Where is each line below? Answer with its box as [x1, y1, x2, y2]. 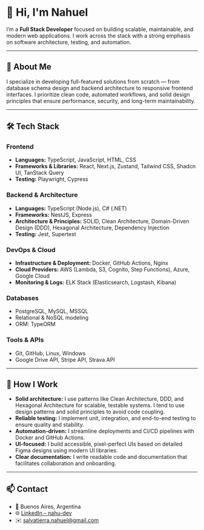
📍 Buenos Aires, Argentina [15, 503, 81, 511]
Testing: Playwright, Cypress [15, 175, 89, 183]
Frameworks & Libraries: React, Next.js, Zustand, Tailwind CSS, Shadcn [15, 163, 196, 170]
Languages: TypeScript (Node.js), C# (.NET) [15, 205, 127, 212]
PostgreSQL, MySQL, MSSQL [15, 308, 89, 315]
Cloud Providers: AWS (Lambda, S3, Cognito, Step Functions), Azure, [15, 266, 190, 273]
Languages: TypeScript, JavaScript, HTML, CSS [15, 156, 137, 163]
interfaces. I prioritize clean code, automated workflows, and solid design [6, 90, 190, 98]
